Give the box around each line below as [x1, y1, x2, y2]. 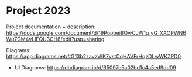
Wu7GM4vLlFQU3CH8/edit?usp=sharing [6, 35, 105, 42]
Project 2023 [6, 4, 71, 17]
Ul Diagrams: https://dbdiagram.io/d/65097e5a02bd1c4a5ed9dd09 [14, 64, 177, 71]
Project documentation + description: [6, 23, 96, 30]
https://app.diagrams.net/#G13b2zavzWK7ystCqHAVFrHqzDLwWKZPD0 [6, 53, 181, 60]
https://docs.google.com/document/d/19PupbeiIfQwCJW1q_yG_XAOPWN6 [6, 29, 186, 36]
